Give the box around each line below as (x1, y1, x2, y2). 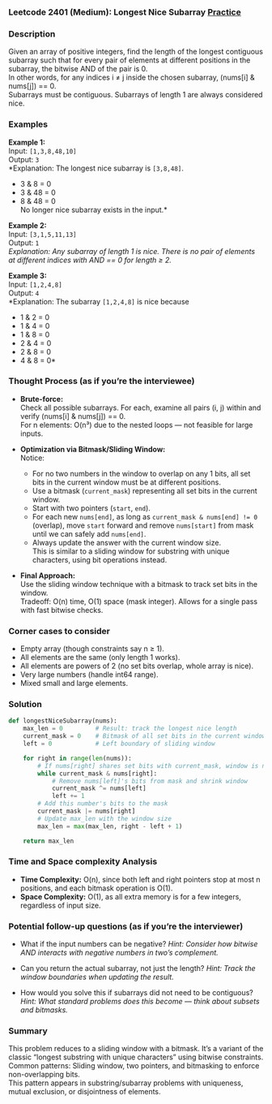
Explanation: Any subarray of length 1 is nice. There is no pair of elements (8, 246, 256, 256)
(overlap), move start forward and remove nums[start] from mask (32, 520, 254, 530)
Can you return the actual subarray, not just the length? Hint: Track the (19, 964, 256, 973)
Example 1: (8, 137, 46, 147)
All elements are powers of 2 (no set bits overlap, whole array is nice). (19, 661, 253, 671)
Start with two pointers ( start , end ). (32, 502, 151, 513)
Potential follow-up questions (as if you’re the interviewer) (8, 921, 244, 932)
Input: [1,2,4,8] (8, 279, 62, 289)
